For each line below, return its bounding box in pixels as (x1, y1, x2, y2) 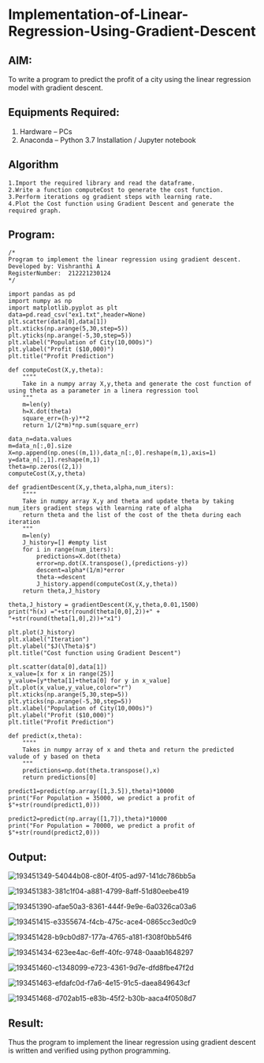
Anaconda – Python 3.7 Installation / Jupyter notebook (19, 135, 196, 144)
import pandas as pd (8, 290, 76, 298)
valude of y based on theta (8, 753, 101, 761)
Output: (8, 850, 47, 863)
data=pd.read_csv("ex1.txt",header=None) (8, 311, 147, 319)
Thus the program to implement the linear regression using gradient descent (8, 1038, 256, 1047)
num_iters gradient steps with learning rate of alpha (8, 504, 192, 512)
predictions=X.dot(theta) (36, 552, 122, 561)
